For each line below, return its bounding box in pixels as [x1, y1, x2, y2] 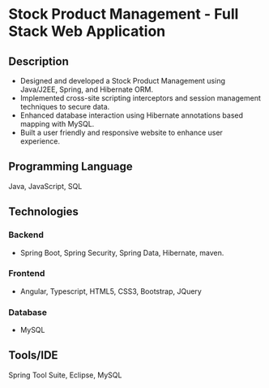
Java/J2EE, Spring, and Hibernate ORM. [19, 84, 154, 94]
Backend [8, 229, 45, 240]
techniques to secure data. [19, 102, 110, 111]
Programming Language [8, 160, 134, 174]
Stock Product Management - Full [8, 5, 239, 24]
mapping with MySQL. [19, 119, 95, 128]
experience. [19, 136, 61, 146]
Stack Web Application [8, 22, 166, 41]
